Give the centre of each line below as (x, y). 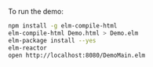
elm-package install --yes (52, 40)
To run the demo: (36, 11)
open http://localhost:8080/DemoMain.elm (77, 55)
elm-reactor (27, 48)
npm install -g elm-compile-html (63, 26)
